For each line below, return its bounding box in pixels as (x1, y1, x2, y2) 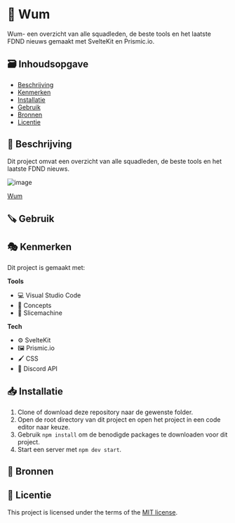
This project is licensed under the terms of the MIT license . (7, 508, 177, 516)
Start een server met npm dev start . (17, 445, 121, 453)
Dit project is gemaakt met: (7, 263, 86, 271)
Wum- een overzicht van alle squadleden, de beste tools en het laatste (7, 30, 212, 38)
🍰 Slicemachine (17, 309, 63, 317)
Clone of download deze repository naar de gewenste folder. (17, 408, 194, 416)
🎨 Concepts (17, 301, 52, 309)
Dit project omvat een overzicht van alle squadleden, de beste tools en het (7, 157, 222, 165)
